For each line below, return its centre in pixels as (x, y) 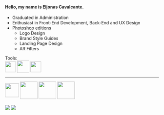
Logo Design (32, 33)
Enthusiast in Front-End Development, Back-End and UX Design (76, 23)
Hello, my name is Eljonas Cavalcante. (44, 7)
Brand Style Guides (39, 38)
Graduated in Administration (41, 18)
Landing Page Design (41, 43)
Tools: (11, 58)
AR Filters (29, 49)
